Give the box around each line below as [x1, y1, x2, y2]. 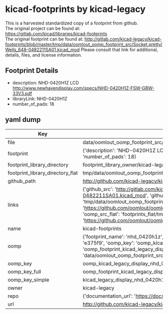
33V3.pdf [12, 90, 32, 96]
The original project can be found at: [5, 25, 80, 31]
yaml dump [5, 115, 41, 124]
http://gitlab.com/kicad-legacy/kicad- [84, 36, 162, 42]
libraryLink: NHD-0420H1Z [12, 95, 67, 101]
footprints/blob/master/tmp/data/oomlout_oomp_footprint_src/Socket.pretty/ [5, 41, 162, 47]
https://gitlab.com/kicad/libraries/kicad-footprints [5, 30, 107, 36]
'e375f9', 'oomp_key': [82, 239, 135, 246]
